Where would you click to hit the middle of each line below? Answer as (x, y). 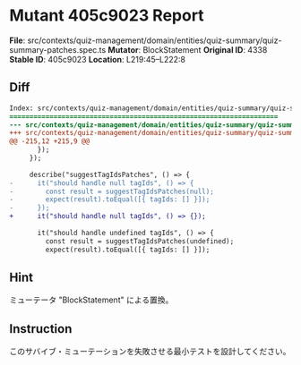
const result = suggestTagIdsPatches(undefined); (140, 241)
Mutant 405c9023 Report (107, 16)
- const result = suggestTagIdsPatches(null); (112, 191)
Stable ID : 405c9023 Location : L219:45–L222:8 (98, 59)
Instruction (41, 329)
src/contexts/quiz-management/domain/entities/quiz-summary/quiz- (155, 40)
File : (17, 40)
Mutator (123, 49)
